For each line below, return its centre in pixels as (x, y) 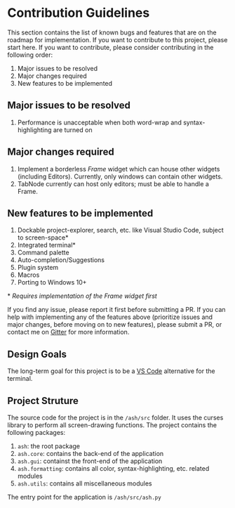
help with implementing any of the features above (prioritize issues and (110, 317)
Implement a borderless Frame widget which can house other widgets (119, 169)
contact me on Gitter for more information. (68, 332)
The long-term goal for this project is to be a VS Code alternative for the (111, 371)
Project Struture (43, 401)
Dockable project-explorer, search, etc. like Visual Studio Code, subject (121, 230)
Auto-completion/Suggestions (61, 260)
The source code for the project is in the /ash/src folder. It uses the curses (115, 417)
